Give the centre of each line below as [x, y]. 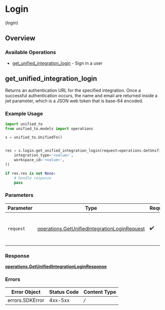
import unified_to [24, 124]
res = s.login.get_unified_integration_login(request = [62, 151]
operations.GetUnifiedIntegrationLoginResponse [56, 267]
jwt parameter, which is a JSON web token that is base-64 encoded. [74, 101]
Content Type [100, 292]
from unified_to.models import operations [49, 129]
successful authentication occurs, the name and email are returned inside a [82, 96]
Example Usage [24, 114]
